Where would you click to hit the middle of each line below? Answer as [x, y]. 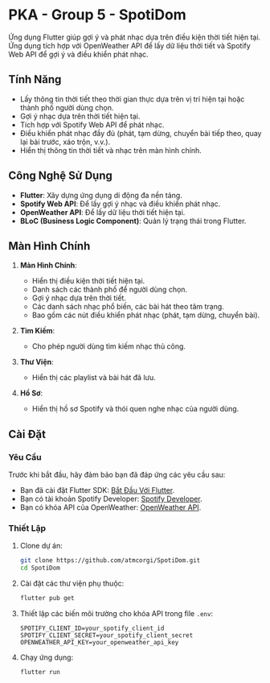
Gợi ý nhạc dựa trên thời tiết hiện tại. [80, 116]
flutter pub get [47, 598]
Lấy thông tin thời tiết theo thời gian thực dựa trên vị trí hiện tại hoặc [132, 99]
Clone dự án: [41, 546]
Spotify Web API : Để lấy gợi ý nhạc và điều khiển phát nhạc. [120, 204]
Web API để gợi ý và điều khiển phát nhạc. [78, 54]
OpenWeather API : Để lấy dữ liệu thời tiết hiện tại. [102, 212]
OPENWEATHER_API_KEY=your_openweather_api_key [99, 642]
